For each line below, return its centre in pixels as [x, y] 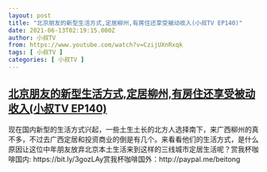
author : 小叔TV [32, 38]
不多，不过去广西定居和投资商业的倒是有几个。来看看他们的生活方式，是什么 [133, 139]
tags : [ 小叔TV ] [36, 52]
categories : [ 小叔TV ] [46, 60]
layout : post [30, 15]
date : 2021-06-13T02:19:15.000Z [62, 30]
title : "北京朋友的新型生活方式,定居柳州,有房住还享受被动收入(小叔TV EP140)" [126, 23]
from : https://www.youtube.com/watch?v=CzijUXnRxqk [95, 45]
